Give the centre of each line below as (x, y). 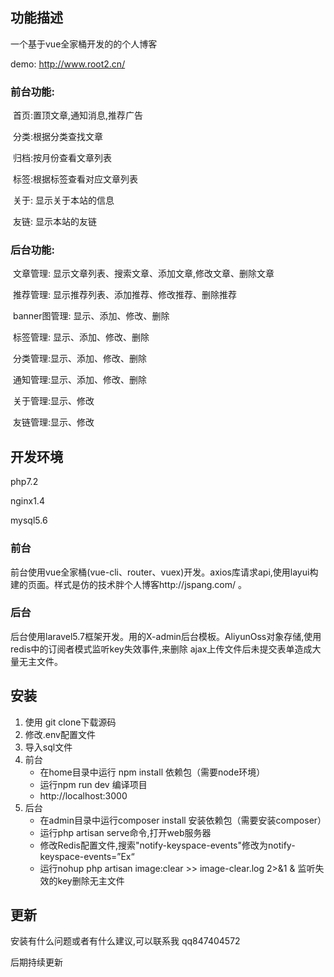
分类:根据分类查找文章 (57, 137)
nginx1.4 (27, 501)
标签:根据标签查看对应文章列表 (75, 179)
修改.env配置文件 (60, 734)
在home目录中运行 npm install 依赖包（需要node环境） (152, 772)
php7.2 (24, 482)
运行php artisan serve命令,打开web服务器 (125, 832)
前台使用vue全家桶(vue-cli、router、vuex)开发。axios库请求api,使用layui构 (164, 572)
